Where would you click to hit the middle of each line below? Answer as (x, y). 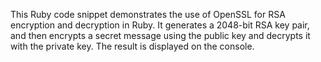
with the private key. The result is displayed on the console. (132, 46)
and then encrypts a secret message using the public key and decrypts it (160, 35)
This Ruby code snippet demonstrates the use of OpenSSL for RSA (148, 14)
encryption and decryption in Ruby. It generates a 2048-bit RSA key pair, (160, 25)
